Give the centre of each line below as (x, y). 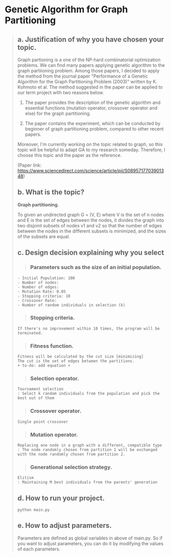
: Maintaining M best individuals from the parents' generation (87, 482)
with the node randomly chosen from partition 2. (71, 454)
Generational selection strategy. (71, 467)
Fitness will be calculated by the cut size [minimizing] (80, 357)
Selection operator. (55, 379)
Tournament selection (40, 389)
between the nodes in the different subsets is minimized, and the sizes (92, 231)
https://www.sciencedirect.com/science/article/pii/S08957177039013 (91, 170)
